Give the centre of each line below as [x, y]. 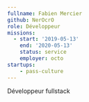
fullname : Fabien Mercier [44, 13]
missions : [22, 33]
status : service [43, 52]
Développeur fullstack [39, 91]
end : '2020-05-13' [46, 45]
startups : [22, 65]
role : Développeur [34, 26]
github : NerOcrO [31, 20]
